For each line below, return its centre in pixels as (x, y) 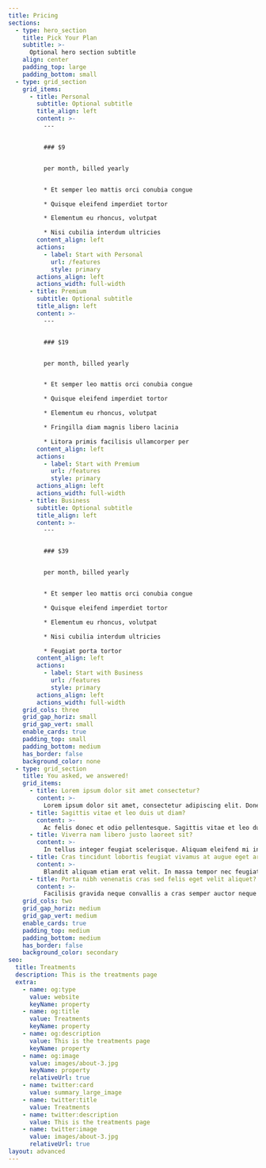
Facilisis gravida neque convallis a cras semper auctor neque (150, 894)
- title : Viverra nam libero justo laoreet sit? (111, 835)
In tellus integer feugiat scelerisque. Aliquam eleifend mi (146, 850)
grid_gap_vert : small (58, 725)
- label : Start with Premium (91, 464)
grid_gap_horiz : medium (62, 909)
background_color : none (62, 761)
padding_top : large (55, 67)
